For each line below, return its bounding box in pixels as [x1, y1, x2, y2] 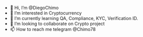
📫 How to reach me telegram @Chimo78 [10, 26, 96, 32]
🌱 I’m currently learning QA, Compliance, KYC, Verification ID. [10, 15, 138, 21]
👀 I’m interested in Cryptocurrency [10, 10, 82, 16]
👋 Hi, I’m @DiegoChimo [10, 5, 59, 10]
